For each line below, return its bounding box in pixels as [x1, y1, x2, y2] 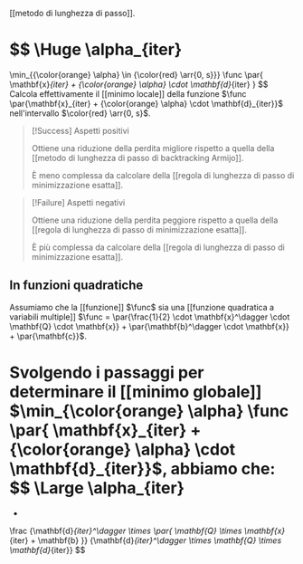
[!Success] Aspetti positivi [31, 125, 129, 136]
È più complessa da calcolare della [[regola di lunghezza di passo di [31, 242, 285, 253]
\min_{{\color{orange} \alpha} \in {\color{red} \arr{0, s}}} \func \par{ [9, 69, 264, 80]
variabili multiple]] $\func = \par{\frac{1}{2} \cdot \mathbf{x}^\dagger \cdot [9, 311, 290, 322]
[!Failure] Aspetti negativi [31, 196, 126, 207]
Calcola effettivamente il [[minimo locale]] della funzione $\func [9, 88, 247, 99]
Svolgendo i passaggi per [9, 362, 204, 383]
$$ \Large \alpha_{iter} [9, 477, 185, 498]
